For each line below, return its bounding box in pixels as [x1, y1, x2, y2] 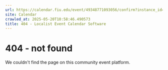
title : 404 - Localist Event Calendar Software [5, 21, 106, 26]
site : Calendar [5, 12, 37, 17]
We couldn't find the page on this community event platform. [5, 59, 130, 65]
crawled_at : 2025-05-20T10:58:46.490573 [5, 16, 91, 21]
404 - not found [5, 43, 72, 54]
